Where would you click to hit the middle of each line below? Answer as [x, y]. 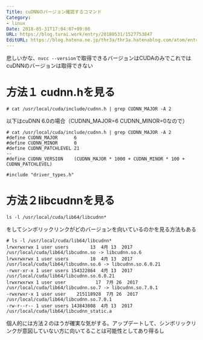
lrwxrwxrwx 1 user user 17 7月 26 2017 [72, 282]
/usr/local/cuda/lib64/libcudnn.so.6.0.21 [60, 276]
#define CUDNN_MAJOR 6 [42, 138]
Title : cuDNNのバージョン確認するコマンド [54, 12]
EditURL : [17, 40]
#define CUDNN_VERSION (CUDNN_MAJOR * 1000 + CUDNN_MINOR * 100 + [96, 159]
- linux [16, 23]
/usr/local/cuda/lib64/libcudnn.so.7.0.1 [59, 299]
